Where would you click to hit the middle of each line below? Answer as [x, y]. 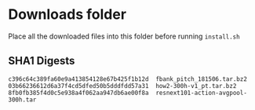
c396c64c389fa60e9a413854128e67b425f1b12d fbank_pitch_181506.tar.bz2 [127, 79]
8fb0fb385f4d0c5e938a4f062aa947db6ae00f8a [78, 93]
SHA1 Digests [42, 61]
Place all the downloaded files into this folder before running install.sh [124, 36]
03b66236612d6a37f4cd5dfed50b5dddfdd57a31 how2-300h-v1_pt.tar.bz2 [122, 86]
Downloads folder [67, 15]
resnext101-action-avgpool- [201, 93]
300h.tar [22, 100]
